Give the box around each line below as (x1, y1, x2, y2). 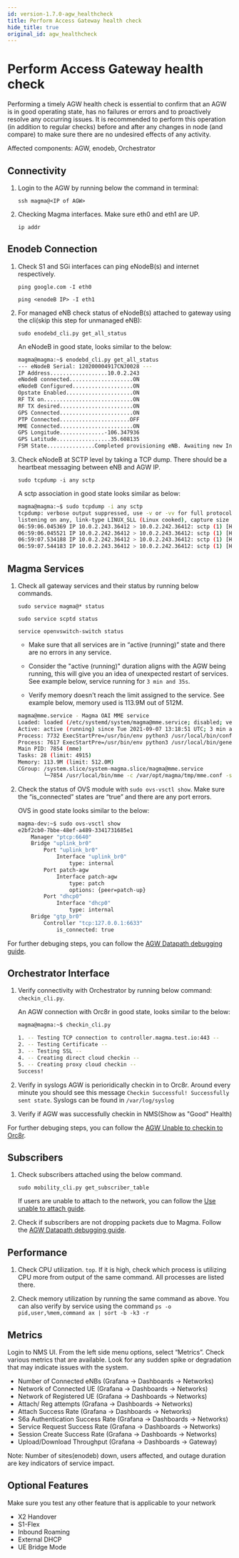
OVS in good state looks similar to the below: (17, 806, 150, 814)
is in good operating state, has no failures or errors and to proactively (7, 108, 211, 116)
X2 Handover (17, 1512, 57, 1521)
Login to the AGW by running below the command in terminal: (17, 183, 199, 192)
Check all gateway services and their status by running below (17, 582, 199, 590)
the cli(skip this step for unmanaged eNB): (17, 315, 143, 325)
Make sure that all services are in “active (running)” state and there (28, 640, 226, 649)
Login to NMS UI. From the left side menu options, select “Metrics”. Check (7, 1348, 225, 1356)
